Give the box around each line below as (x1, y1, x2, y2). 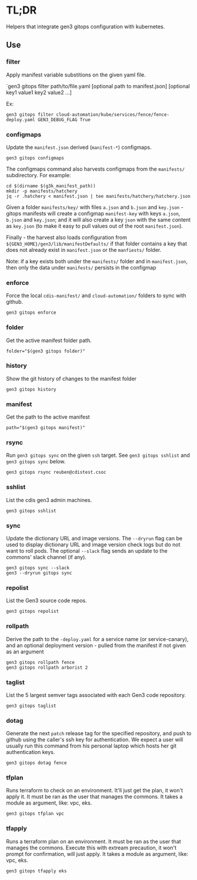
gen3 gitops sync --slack (6, 565, 69, 571)
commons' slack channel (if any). (6, 554, 87, 560)
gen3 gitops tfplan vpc (6, 811, 65, 817)
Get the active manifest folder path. (6, 337, 92, 344)
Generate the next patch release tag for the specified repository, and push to (6, 730, 192, 737)
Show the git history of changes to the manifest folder (6, 375, 137, 382)
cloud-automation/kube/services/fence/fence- (56, 111, 169, 118)
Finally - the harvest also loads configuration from (6, 234, 128, 241)
